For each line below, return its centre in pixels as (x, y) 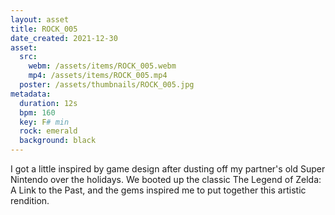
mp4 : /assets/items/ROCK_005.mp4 (98, 76)
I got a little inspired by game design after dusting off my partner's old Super (168, 169)
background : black (58, 141)
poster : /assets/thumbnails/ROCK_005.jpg (107, 85)
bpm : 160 (37, 112)
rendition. (30, 200)
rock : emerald (48, 131)
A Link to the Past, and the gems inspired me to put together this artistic (158, 190)
